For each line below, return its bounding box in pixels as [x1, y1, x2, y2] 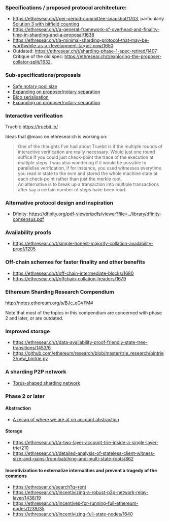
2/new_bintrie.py [12, 356, 48, 362]
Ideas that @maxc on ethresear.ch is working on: [5, 133, 108, 139]
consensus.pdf [12, 216, 44, 222]
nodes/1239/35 [12, 506, 45, 512]
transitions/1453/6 [12, 345, 51, 351]
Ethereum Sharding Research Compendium [5, 288, 114, 295]
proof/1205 [12, 246, 36, 252]
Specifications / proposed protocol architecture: [5, 4, 127, 11]
